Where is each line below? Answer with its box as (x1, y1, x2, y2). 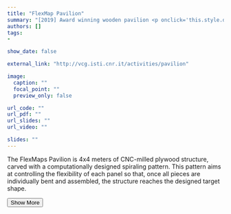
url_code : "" (7, 105, 45, 111)
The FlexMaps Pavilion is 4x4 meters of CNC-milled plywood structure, (7, 155, 209, 163)
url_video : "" (7, 124, 48, 131)
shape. (7, 184, 27, 193)
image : (7, 73, 26, 80)
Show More (10, 199, 40, 206)
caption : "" (13, 79, 48, 86)
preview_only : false (13, 92, 72, 99)
